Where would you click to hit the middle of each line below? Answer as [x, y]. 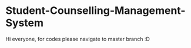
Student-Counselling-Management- [95, 11]
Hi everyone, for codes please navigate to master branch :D [78, 39]
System [25, 23]
